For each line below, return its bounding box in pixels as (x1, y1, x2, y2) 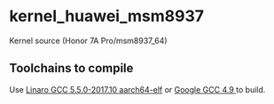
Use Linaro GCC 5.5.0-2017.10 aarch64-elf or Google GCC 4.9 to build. (9, 84, 266, 94)
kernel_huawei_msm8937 (9, 6, 205, 26)
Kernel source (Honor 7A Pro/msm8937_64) (9, 35, 168, 46)
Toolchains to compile (9, 61, 134, 76)
